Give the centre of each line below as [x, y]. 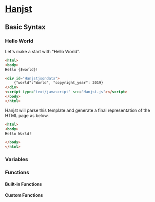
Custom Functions [24, 195]
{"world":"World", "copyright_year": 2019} [59, 83]
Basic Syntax [25, 27]
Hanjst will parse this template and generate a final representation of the [77, 110]
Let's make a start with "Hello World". [43, 51]
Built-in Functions [24, 184]
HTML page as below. [27, 115]
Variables [17, 160]
